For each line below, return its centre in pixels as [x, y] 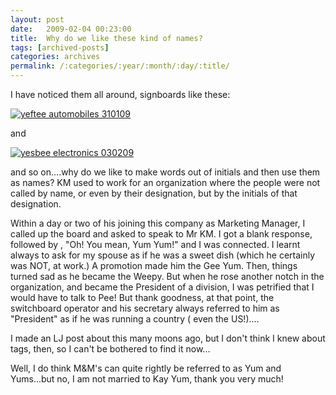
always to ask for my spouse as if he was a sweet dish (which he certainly [163, 255]
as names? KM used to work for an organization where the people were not [165, 182]
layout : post [37, 19]
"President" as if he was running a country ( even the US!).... [135, 319]
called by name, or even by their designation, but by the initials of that [154, 193]
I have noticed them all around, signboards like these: [120, 94]
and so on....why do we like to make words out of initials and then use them [165, 172]
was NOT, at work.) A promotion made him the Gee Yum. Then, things [154, 265]
